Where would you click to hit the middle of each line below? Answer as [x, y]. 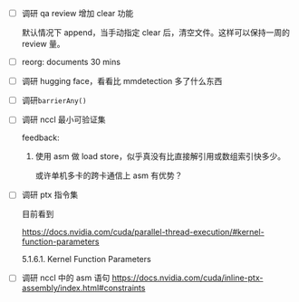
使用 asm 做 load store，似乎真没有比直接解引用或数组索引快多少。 [160, 156]
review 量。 [43, 44]
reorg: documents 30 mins [71, 62]
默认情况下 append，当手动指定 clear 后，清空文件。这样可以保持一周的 [156, 33]
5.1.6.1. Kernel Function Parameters [86, 260]
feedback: [40, 137]
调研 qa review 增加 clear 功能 [77, 13]
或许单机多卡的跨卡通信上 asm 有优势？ [109, 175]
